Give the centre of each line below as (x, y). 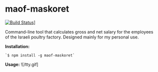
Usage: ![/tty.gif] (22, 64)
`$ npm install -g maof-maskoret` (40, 55)
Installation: (18, 46)
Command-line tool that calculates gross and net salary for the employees (79, 32)
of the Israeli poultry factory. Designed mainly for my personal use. (72, 37)
